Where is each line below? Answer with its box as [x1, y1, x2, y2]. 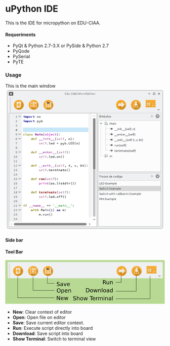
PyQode [12, 48, 30, 54]
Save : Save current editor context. [12, 320, 84, 326]
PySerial [12, 54, 30, 60]
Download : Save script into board [12, 330, 83, 337]
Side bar [5, 237, 24, 243]
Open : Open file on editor [12, 315, 66, 321]
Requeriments [5, 31, 36, 37]
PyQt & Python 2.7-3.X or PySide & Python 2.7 [12, 43, 109, 49]
